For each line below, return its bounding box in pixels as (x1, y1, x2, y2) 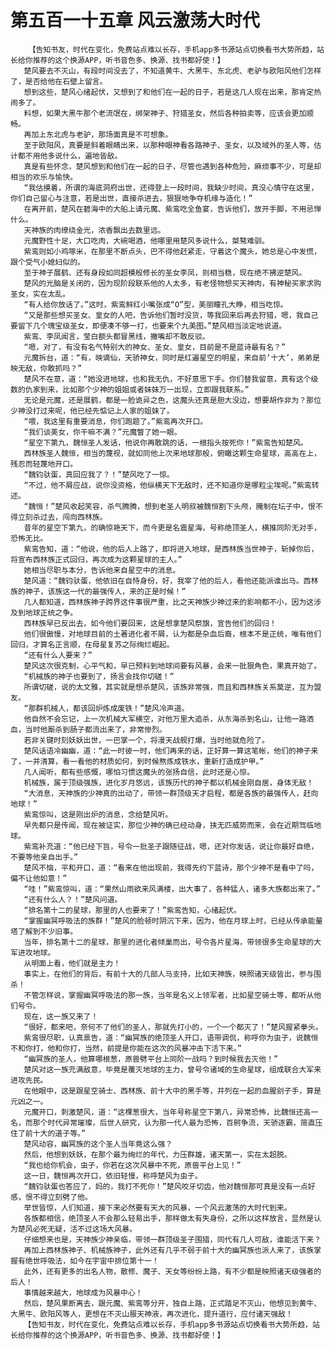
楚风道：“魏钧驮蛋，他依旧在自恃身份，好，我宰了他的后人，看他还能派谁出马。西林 (23, 576, 319, 586)
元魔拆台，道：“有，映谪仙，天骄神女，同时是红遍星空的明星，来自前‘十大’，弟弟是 (23, 352, 320, 363)
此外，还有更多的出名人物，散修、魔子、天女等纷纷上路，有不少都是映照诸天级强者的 (23, 1266, 322, 1276)
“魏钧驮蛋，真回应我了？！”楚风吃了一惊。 (23, 469, 175, 480)
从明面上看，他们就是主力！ (23, 958, 122, 968)
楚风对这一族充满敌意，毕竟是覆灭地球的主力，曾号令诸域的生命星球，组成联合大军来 (23, 1064, 322, 1075)
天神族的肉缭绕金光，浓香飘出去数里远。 (23, 225, 166, 235)
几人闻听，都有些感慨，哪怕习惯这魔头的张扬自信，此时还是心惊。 (23, 767, 255, 777)
